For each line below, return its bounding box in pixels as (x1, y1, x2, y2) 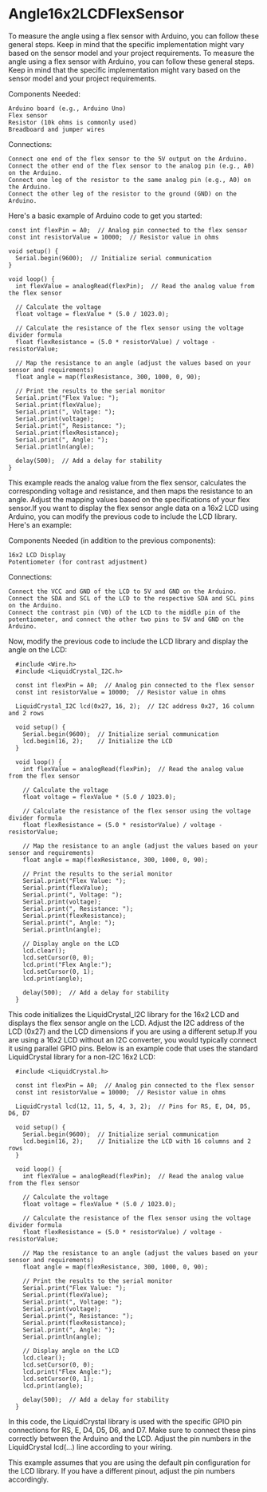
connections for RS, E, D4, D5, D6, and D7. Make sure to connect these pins (8, 1425, 257, 1435)
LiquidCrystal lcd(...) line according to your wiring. (8, 1442, 173, 1451)
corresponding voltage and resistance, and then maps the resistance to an (8, 486, 253, 496)
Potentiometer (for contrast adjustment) (8, 558, 148, 566)
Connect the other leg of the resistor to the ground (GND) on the (8, 189, 238, 198)
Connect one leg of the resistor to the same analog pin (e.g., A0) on (8, 176, 251, 184)
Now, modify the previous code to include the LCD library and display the (8, 636, 249, 646)
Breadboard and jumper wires (8, 125, 105, 133)
